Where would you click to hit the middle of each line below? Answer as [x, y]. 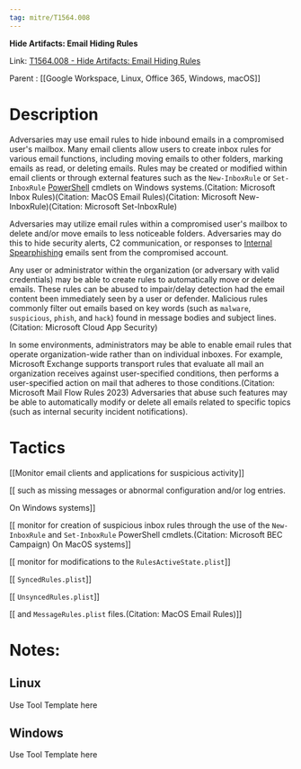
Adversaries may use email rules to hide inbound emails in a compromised [147, 139]
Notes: [35, 650]
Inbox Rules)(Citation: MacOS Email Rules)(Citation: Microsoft [123, 197]
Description [54, 114]
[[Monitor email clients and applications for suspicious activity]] [127, 472]
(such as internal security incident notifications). [99, 411]
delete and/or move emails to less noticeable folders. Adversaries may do [146, 233]
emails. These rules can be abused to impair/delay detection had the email [147, 289]
